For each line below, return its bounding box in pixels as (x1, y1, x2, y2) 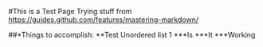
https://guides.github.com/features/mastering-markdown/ (8, 15, 199, 24)
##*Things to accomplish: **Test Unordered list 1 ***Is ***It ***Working (8, 31, 256, 39)
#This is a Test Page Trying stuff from (8, 7, 132, 16)
